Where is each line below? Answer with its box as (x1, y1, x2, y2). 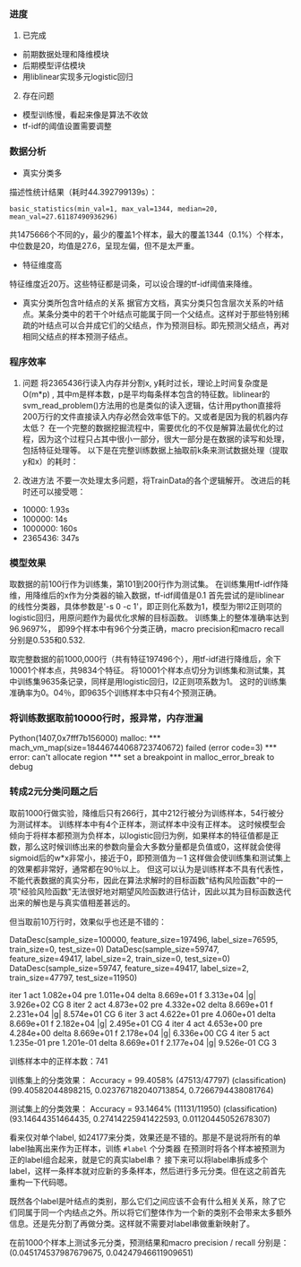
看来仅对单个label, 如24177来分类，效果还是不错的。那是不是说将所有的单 (9, 1132, 281, 1142)
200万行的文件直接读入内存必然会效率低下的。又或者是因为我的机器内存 (21, 410, 288, 422)
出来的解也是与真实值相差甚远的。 (9, 897, 135, 908)
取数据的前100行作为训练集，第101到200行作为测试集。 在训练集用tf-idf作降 (9, 579, 289, 590)
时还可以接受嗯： (21, 486, 86, 496)
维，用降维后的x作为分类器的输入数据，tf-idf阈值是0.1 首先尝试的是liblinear (9, 590, 285, 601)
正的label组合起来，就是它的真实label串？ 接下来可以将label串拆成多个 (9, 1154, 269, 1165)
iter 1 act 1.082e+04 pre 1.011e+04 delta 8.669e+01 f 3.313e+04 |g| (9, 989, 257, 1000)
